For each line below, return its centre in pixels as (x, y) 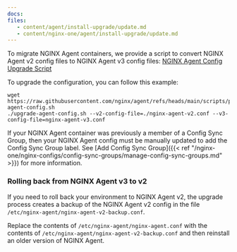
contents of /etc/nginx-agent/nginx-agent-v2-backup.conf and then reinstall (119, 233)
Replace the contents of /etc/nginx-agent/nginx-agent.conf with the (108, 225)
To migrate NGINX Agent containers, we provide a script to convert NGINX (115, 54)
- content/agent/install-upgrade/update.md (81, 27)
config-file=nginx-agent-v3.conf (56, 120)
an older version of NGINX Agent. (56, 240)
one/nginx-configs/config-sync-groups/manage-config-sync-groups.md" (115, 155)
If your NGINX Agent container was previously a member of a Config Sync (115, 133)
